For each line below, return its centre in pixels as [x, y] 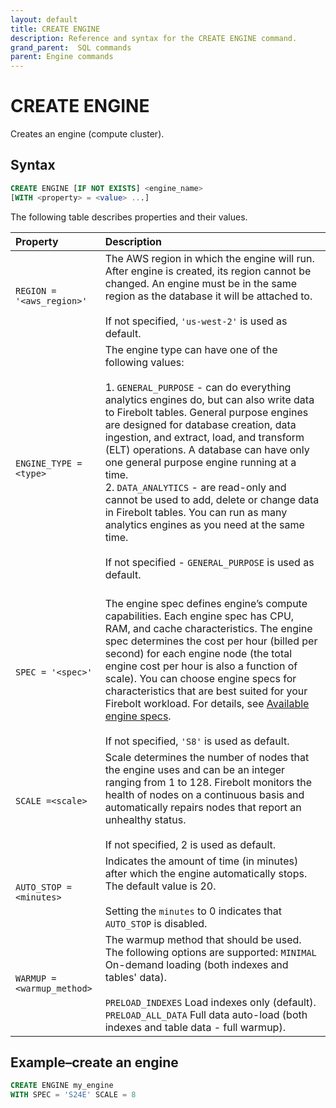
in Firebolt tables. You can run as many [196, 512]
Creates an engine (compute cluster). [87, 134]
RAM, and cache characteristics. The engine [208, 628]
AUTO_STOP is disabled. [156, 923]
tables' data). [136, 977]
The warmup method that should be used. [203, 939]
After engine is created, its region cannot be [208, 271]
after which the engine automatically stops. [206, 873]
